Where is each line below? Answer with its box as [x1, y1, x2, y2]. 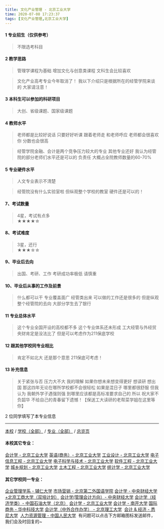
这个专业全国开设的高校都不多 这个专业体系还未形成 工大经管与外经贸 [17, 324, 157, 330]
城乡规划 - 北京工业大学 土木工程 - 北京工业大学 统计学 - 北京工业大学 [10, 465, 150, 470]
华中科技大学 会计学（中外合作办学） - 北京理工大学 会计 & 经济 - [18, 507, 150, 512]
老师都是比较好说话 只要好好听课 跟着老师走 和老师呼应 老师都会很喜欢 [17, 132, 159, 138]
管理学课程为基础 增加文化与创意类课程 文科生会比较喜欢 [17, 67, 131, 73]
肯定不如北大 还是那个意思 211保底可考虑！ [17, 355, 103, 360]
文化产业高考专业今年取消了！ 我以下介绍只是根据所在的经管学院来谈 [17, 78, 155, 84]
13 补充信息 [5, 367, 28, 373]
